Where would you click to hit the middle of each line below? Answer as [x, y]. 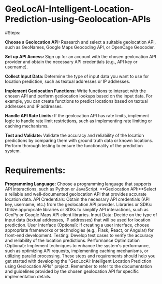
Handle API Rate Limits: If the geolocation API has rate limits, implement [77, 115]
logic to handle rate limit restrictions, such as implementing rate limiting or [79, 121]
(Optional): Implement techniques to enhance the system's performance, [77, 245]
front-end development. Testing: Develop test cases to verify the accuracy [79, 235]
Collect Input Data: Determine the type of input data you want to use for [77, 76]
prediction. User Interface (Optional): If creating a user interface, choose [77, 225]
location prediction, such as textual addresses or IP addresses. [68, 81]
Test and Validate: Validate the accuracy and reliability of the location [74, 135]
